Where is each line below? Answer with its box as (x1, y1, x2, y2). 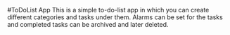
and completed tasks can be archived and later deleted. (7, 21, 169, 28)
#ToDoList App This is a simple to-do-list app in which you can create (7, 6, 210, 14)
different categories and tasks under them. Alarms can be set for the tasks (7, 13, 223, 21)
